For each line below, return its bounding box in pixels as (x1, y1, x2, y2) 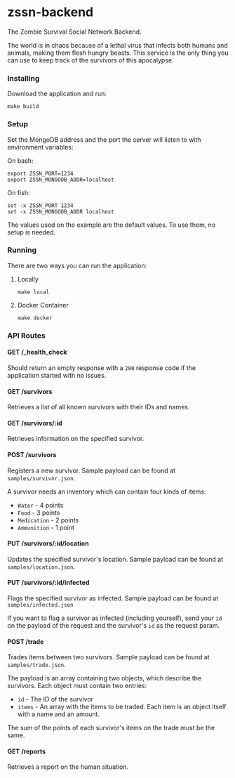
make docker (17, 314, 53, 322)
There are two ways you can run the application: (7, 261, 147, 270)
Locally (17, 275, 39, 283)
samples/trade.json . (7, 661, 66, 669)
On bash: (7, 156, 34, 165)
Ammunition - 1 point (17, 523, 75, 532)
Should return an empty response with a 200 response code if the (7, 363, 196, 372)
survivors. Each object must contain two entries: (7, 682, 147, 690)
